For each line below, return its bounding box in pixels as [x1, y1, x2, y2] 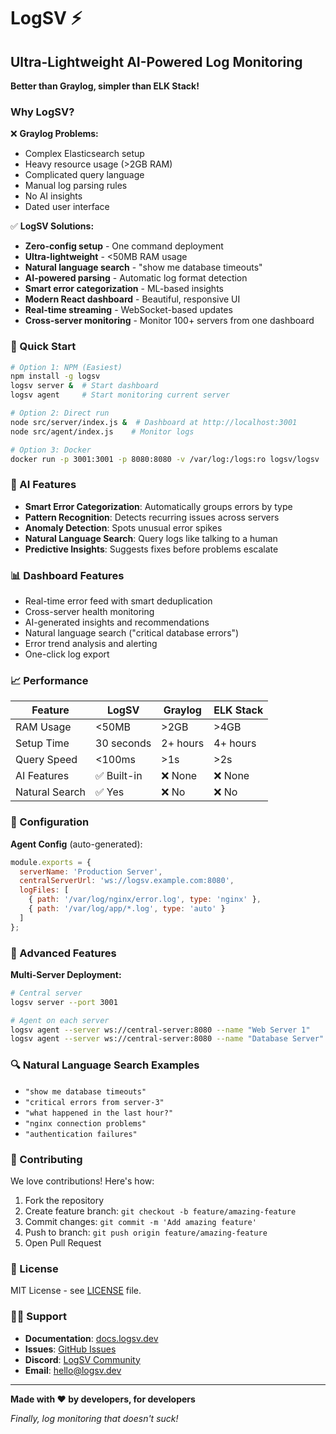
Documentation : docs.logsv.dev [24, 1332, 159, 1344]
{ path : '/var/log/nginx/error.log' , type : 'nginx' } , [28, 895, 262, 905]
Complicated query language [24, 169, 145, 181]
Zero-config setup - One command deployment [24, 240, 224, 252]
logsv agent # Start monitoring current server [10, 390, 230, 400]
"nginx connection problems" [24, 1118, 147, 1129]
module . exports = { [10, 857, 92, 867]
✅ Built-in [95, 769, 143, 783]
